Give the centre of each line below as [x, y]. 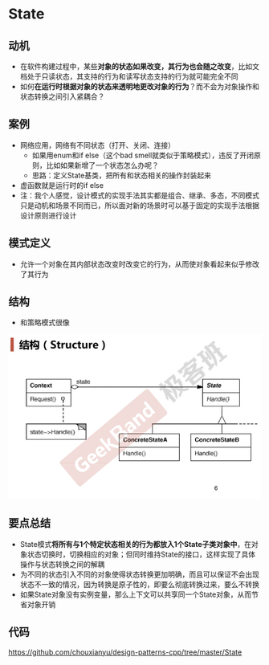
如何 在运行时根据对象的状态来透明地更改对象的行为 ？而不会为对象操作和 [139, 86]
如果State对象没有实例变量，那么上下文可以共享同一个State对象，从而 [135, 594]
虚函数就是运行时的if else [62, 185]
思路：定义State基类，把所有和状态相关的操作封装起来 [121, 175]
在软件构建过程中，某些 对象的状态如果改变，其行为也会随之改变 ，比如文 [139, 66]
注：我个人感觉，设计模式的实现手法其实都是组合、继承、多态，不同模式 [139, 195]
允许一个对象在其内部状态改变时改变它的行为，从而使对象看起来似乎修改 [139, 264]
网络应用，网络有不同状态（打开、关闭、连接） [97, 145]
